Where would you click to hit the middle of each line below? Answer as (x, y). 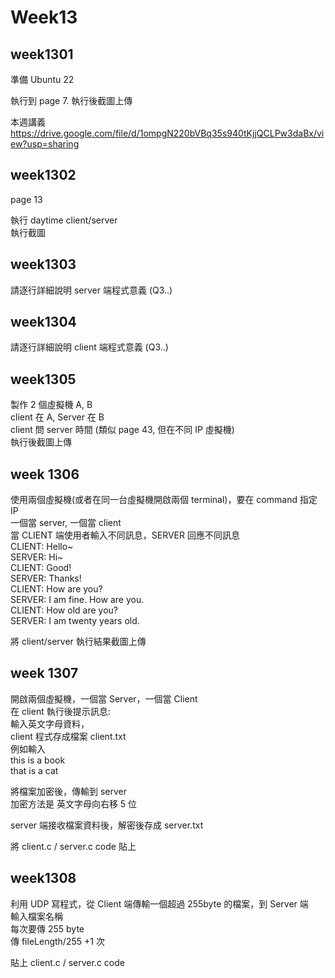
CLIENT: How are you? (56, 589)
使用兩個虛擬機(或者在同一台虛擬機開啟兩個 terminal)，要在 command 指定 (164, 500)
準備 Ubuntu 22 (42, 79)
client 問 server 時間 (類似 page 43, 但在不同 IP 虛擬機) (122, 430)
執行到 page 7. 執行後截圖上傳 (71, 100)
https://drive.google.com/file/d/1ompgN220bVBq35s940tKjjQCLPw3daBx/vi (167, 133)
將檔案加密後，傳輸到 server (69, 791)
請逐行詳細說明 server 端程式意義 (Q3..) (91, 290)
